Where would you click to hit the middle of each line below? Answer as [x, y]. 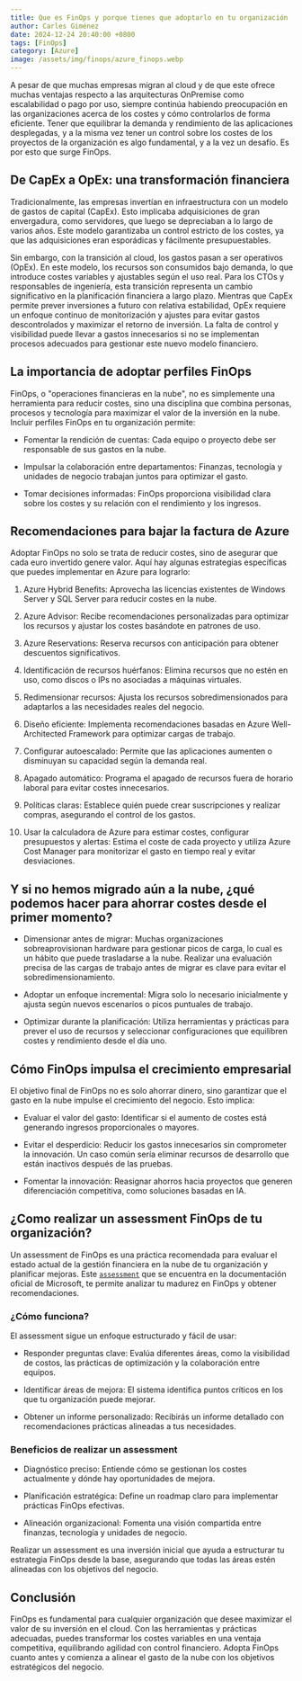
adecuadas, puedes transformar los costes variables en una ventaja [136, 1639]
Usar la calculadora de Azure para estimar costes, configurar [136, 832]
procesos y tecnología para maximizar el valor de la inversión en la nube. [145, 412]
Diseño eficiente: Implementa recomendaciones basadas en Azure [146, 724]
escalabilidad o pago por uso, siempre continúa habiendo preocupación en [149, 104]
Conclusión [43, 1597]
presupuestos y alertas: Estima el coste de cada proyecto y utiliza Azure [157, 842]
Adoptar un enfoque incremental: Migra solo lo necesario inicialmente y [155, 995]
